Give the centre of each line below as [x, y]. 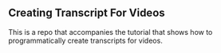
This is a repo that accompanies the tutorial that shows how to [110, 32]
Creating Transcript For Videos [87, 13]
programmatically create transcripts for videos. [86, 40]
